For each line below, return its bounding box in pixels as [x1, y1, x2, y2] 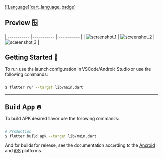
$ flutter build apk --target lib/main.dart [5, 134, 97, 139]
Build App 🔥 [5, 103, 42, 111]
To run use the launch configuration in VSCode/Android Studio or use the [5, 66, 151, 72]
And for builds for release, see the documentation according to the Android [5, 142, 155, 148]
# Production [5, 129, 32, 134]
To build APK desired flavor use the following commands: [5, 116, 120, 122]
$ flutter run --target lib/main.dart [5, 85, 83, 90]
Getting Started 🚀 [5, 53, 59, 62]
